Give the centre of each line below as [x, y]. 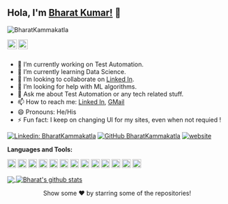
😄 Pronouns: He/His [47, 112]
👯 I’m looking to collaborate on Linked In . [76, 79]
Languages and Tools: [40, 149]
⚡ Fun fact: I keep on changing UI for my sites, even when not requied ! [119, 119]
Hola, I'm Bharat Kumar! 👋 [64, 13]
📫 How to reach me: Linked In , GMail [71, 101]
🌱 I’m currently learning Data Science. [72, 71]
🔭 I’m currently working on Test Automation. [81, 64]
